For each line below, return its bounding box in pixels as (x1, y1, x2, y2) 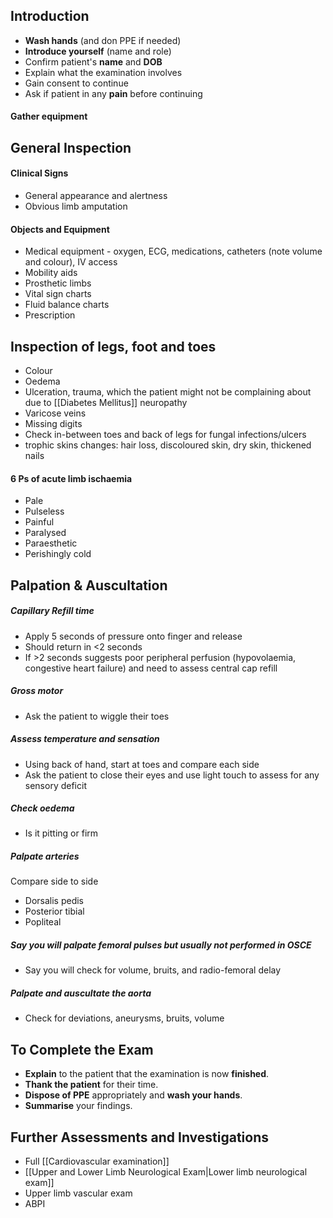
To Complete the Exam (10, 1041, 154, 1058)
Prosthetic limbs (24, 277, 92, 289)
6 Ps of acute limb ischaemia (10, 472, 133, 484)
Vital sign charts (24, 288, 92, 300)
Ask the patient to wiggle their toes (24, 710, 170, 722)
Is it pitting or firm (24, 827, 99, 839)
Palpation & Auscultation (10, 577, 168, 594)
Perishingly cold (24, 548, 92, 560)
